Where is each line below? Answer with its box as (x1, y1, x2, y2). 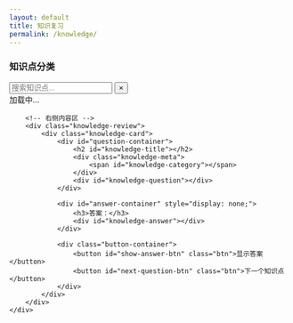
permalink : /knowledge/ (9, 29, 98, 38)
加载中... (9, 94, 40, 105)
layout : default (9, 12, 69, 22)
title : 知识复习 (9, 21, 64, 30)
